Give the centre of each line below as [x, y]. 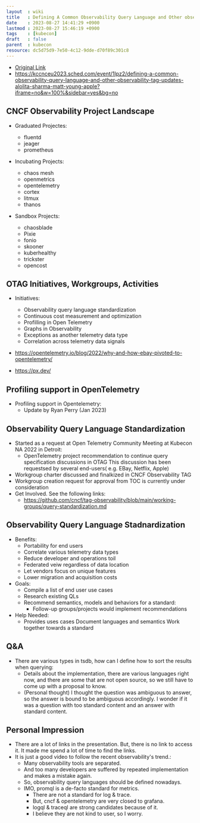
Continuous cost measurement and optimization [82, 316]
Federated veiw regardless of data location [76, 564]
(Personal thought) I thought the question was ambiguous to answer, [108, 692]
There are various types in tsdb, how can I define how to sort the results [103, 661]
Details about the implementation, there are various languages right [106, 673]
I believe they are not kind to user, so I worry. [88, 814]
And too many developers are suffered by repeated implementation [106, 769]
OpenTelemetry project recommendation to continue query [96, 456]
